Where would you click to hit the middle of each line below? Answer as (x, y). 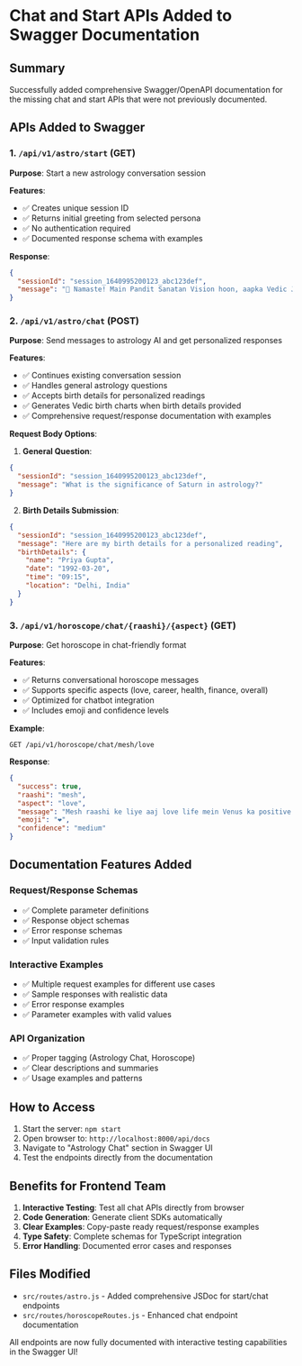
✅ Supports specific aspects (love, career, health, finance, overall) (145, 690)
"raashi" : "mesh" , (52, 795)
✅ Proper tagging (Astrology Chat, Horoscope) (109, 1058)
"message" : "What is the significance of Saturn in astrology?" (140, 485)
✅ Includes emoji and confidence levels (95, 710)
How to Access (53, 1107)
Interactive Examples (56, 964)
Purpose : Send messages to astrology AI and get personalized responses (146, 341)
